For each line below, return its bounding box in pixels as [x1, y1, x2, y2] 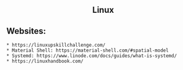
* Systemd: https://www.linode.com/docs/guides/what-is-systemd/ [6, 53, 177, 59]
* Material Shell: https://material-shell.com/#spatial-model [6, 47, 169, 54]
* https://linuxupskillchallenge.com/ [6, 42, 106, 49]
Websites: [6, 26, 46, 36]
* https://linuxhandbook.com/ [6, 58, 84, 64]
